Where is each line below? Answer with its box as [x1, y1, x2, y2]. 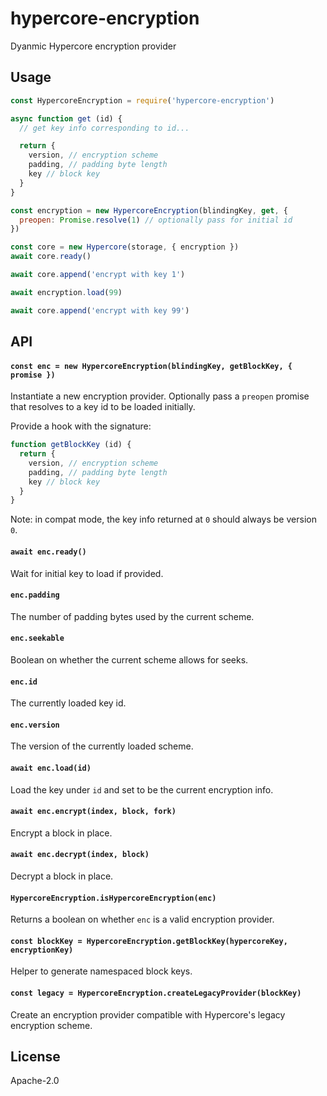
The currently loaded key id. [10, 697, 127, 709]
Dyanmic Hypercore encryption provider [10, 40, 177, 52]
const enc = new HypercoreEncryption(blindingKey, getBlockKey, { [10, 361, 293, 371]
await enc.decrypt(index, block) [10, 850, 150, 860]
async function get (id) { [10, 113, 123, 124]
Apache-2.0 [10, 1075, 60, 1087]
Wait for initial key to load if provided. [10, 567, 164, 579]
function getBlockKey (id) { [10, 440, 132, 450]
